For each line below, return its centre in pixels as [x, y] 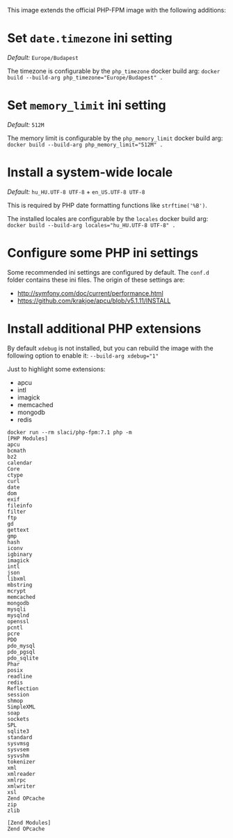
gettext [18, 530]
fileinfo [20, 505]
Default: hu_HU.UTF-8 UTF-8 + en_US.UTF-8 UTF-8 [76, 192]
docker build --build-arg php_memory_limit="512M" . [85, 145]
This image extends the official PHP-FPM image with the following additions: [116, 10]
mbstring [20, 585]
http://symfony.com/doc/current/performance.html [90, 293]
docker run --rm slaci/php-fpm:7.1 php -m [70, 432]
